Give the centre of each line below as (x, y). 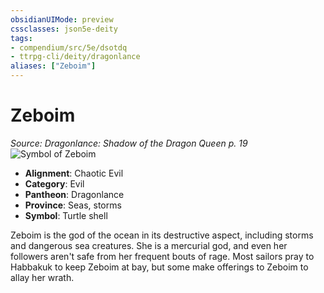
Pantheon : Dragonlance (74, 194)
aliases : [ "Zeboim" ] (53, 66)
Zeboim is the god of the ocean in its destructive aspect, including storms (162, 235)
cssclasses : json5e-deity (64, 29)
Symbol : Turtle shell (66, 215)
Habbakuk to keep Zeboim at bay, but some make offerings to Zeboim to (159, 267)
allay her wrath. (42, 277)
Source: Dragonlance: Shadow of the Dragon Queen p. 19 (129, 143)
